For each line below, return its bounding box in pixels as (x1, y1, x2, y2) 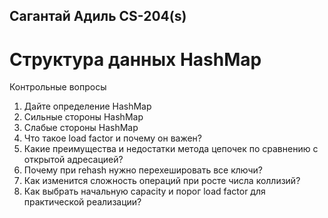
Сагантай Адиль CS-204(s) (9, 8, 187, 25)
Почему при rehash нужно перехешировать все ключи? (23, 164, 264, 176)
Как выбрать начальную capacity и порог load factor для (23, 185, 266, 198)
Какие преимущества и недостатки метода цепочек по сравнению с (23, 143, 319, 155)
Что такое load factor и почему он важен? (23, 132, 202, 144)
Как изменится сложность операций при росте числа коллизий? (23, 175, 301, 187)
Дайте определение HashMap (23, 100, 152, 113)
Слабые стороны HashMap (23, 122, 139, 134)
